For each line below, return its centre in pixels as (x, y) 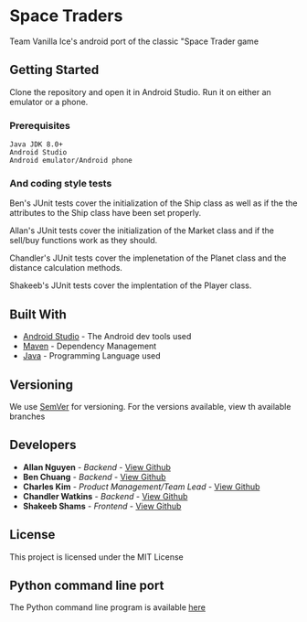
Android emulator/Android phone (71, 161)
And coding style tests (61, 183)
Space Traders (66, 16)
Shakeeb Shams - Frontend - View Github (102, 506)
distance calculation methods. (66, 268)
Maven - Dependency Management (90, 346)
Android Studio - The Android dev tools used (107, 337)
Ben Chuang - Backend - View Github (94, 477)
